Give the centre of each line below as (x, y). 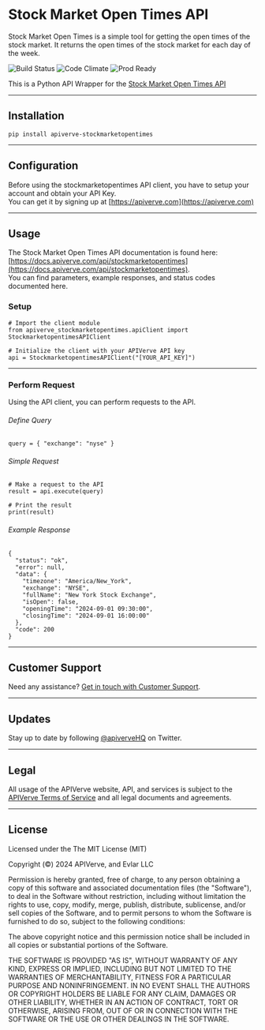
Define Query (30, 420)
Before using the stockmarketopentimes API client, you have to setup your (129, 185)
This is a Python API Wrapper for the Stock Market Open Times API (117, 84)
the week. (24, 53)
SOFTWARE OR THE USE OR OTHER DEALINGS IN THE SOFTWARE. (119, 1019)
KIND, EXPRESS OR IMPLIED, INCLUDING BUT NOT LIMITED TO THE (120, 968)
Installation (36, 116)
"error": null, (40, 567)
